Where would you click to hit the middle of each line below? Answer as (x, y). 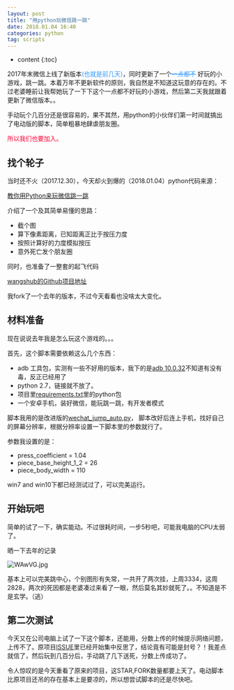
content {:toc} (37, 59)
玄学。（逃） (30, 596)
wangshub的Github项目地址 (47, 281)
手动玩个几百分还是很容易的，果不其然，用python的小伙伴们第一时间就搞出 (115, 115)
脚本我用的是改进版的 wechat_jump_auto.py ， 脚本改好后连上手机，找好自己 (116, 418)
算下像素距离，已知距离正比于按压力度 (72, 234)
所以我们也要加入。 (35, 139)
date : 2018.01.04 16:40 (42, 27)
